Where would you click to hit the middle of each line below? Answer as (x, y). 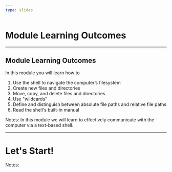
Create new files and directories (46, 88)
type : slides (19, 10)
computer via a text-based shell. (39, 125)
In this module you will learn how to (43, 73)
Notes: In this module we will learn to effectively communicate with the (80, 120)
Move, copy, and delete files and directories (59, 94)
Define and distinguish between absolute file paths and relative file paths (90, 104)
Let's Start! (29, 151)
